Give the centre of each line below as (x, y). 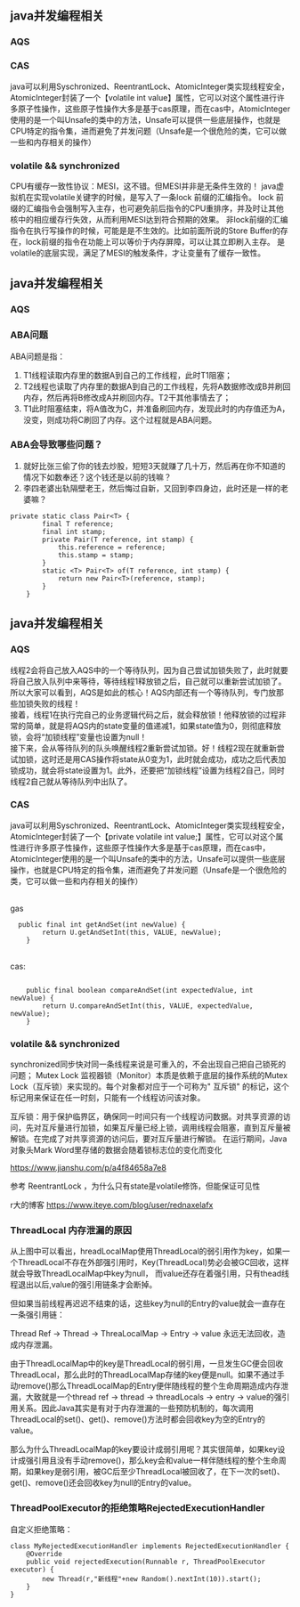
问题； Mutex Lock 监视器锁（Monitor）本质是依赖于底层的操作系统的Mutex (149, 1075)
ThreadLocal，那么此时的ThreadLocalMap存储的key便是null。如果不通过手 (148, 1375)
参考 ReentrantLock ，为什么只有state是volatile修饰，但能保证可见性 (135, 1186)
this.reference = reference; (112, 547)
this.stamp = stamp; (96, 555)
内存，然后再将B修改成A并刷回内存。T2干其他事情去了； (127, 397)
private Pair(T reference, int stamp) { (118, 540)
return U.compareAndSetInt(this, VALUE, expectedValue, (148, 1006)
